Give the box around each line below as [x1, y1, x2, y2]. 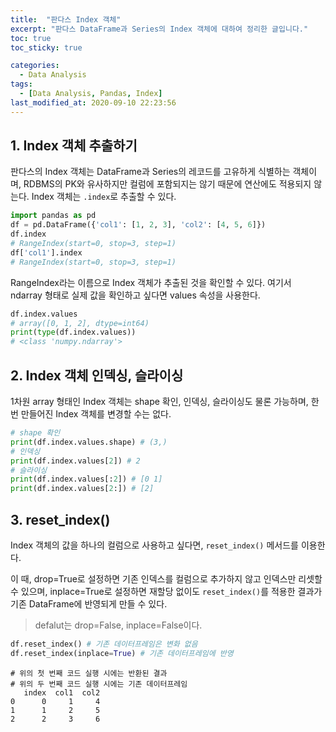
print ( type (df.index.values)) [10, 327, 137, 338]
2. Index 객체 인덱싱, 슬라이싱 [10, 367, 184, 384]
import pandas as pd [10, 211, 97, 221]
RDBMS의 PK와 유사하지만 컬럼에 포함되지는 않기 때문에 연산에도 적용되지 [23, 178, 312, 190]
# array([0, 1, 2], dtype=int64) [10, 318, 150, 328]
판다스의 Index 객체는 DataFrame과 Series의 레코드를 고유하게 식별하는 [10, 166, 291, 178]
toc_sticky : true [10, 42, 83, 53]
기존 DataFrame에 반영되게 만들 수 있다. [10, 597, 168, 610]
